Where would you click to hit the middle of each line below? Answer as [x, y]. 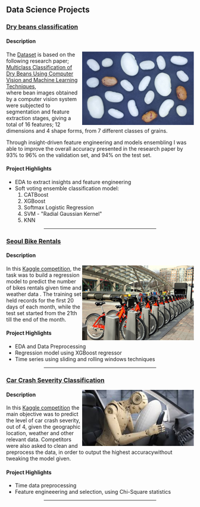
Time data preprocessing [46, 485]
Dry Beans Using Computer [40, 74]
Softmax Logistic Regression [59, 207]
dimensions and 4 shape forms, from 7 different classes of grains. [87, 130]
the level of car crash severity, [43, 420]
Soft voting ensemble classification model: [67, 188]
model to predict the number [41, 281]
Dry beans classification [42, 27]
